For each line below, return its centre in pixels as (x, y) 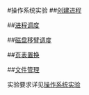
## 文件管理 (23, 70)
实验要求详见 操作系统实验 (44, 85)
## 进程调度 (23, 25)
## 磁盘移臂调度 (30, 40)
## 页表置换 (23, 55)
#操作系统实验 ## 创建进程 (44, 10)
